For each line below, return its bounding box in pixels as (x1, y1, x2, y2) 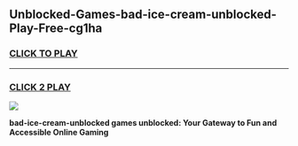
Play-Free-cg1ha (9, 21, 103, 36)
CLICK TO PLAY (9, 48, 78, 60)
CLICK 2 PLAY (9, 81, 71, 93)
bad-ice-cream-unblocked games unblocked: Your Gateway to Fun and (9, 117, 278, 127)
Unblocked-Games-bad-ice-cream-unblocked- (9, 7, 278, 22)
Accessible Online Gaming (9, 127, 109, 137)
